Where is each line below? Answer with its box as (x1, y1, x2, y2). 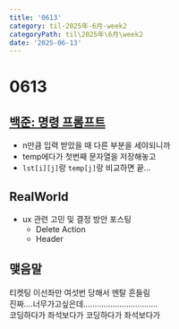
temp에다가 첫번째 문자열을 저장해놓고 (21, 152, 157, 162)
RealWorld (9, 189, 69, 204)
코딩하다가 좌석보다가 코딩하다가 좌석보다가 (9, 309, 161, 320)
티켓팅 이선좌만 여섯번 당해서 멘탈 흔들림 (9, 287, 150, 298)
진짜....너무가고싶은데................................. (9, 298, 158, 309)
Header (35, 234, 64, 245)
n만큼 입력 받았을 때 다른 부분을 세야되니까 (21, 140, 171, 151)
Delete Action (35, 224, 87, 235)
